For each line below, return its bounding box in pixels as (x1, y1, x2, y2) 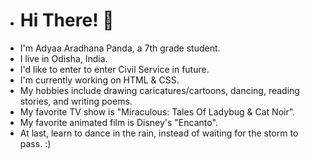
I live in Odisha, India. (19, 52, 108, 64)
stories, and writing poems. (19, 95, 133, 107)
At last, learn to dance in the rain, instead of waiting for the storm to (19, 127, 299, 139)
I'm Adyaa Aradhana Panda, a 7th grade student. (19, 42, 221, 54)
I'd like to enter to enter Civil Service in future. (19, 63, 210, 75)
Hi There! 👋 (19, 9, 115, 32)
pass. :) (19, 137, 52, 149)
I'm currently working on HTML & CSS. (19, 74, 180, 86)
